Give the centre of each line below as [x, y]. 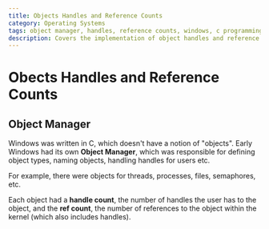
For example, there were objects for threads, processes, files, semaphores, [132, 176]
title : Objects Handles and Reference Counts [85, 16]
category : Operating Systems [57, 23]
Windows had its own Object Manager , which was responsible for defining [132, 152]
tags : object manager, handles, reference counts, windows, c [114, 30]
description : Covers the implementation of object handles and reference [134, 38]
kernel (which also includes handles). [70, 217]
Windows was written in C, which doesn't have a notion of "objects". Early [130, 143]
